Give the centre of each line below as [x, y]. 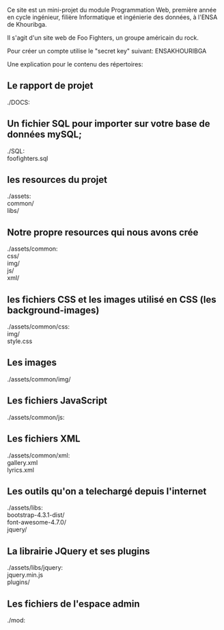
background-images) [53, 310]
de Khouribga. [27, 24]
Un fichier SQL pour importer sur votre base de [109, 124]
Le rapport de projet [50, 86]
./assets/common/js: [36, 417]
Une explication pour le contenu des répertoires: [75, 64]
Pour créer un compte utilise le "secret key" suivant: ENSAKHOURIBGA [107, 51]
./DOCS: [19, 102]
